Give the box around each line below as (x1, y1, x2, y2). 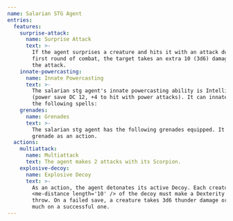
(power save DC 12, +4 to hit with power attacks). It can (32, 94, 207, 101)
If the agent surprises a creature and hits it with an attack (32, 49, 218, 56)
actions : (13, 139, 39, 146)
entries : (7, 17, 33, 24)
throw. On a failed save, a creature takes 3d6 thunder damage (32, 197, 218, 204)
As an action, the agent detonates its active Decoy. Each (32, 184, 207, 191)
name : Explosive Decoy (25, 171, 92, 178)
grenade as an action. (32, 132, 98, 139)
